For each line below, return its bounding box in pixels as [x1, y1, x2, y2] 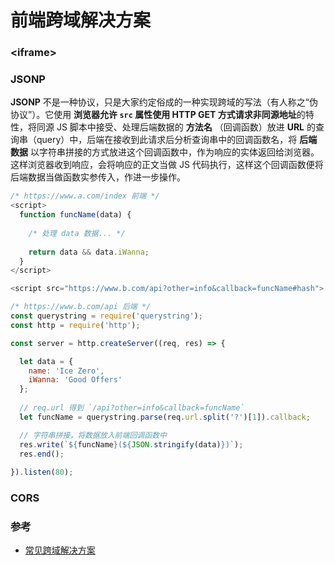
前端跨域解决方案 [10, 9, 152, 32]
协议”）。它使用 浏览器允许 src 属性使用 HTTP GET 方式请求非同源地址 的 [10, 109, 306, 121]
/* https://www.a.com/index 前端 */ [10, 191, 160, 201]
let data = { [19, 356, 74, 366]
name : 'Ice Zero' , [28, 366, 105, 376]
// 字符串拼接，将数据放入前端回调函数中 [19, 430, 167, 440]
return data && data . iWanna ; [28, 247, 150, 257]
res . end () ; [19, 449, 65, 459]
